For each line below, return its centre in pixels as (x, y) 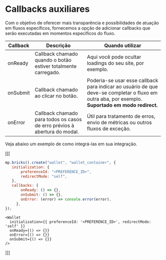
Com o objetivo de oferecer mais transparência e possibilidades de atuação (82, 23)
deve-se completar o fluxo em (122, 92)
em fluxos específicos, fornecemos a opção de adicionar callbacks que (78, 28)
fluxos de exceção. (109, 129)
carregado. (47, 72)
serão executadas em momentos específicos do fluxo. (60, 33)
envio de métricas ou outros (119, 122)
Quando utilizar (123, 45)
